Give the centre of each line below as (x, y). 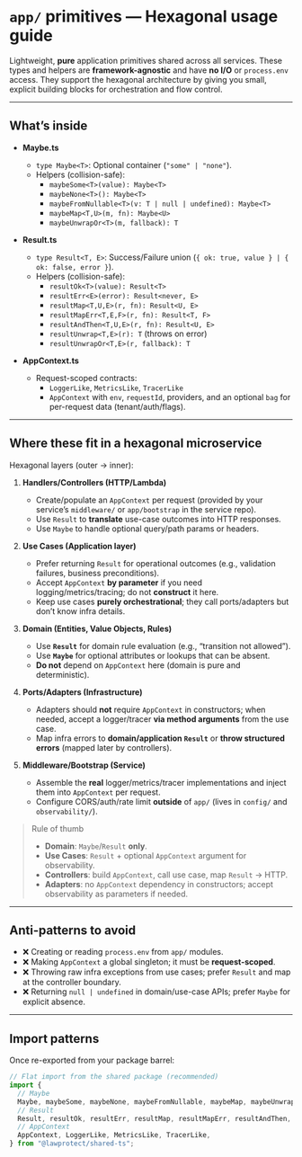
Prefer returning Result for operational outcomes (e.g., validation (155, 563)
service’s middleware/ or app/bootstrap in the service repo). (146, 509)
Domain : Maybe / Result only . (96, 846)
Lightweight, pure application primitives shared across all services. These (146, 60)
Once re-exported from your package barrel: (92, 1060)
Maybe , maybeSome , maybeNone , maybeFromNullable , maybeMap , (132, 1102)
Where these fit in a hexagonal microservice (136, 444)
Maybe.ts (40, 147)
